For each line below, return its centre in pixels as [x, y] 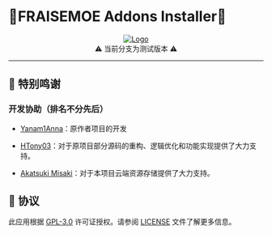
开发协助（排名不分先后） [58, 109]
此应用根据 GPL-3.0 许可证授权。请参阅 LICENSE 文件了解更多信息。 [122, 222]
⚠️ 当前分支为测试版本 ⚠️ [136, 49]
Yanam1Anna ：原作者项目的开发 [73, 128]
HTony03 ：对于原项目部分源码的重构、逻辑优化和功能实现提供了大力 [134, 146]
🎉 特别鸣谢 [34, 84]
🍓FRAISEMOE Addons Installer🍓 [117, 17]
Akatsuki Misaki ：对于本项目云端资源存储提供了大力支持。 [117, 172]
